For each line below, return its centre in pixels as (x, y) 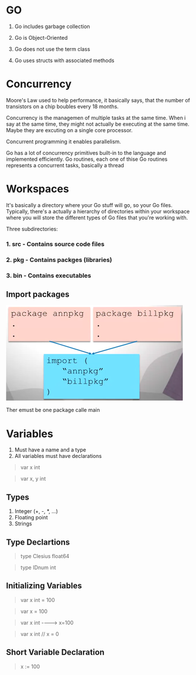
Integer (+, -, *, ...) (36, 511)
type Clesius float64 (45, 556)
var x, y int (33, 479)
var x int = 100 (37, 600)
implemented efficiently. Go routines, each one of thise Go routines (87, 159)
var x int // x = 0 (40, 634)
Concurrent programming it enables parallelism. (63, 142)
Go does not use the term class (52, 49)
